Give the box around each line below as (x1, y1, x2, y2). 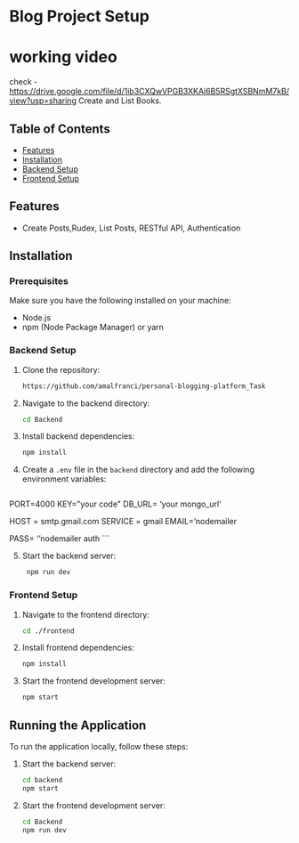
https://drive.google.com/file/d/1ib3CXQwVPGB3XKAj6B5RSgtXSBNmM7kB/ (9, 86, 290, 97)
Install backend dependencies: (21, 431, 135, 442)
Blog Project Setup (9, 6, 149, 27)
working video (9, 47, 117, 68)
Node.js (21, 312, 52, 323)
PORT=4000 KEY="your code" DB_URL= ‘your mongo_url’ (9, 499, 222, 509)
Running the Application (9, 717, 147, 733)
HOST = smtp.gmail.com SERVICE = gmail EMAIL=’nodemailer (9, 516, 238, 527)
